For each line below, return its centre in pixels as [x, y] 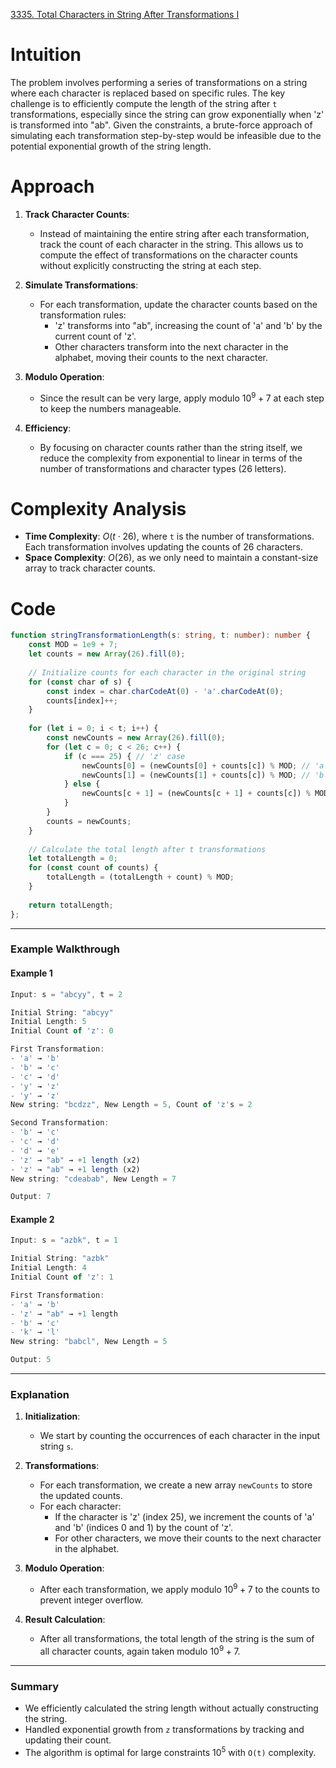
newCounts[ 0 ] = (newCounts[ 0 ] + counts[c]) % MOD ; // [196, 765]
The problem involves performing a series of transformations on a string [159, 82]
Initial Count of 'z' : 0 [62, 1031]
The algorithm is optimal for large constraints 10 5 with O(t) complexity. [170, 1751]
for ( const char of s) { [80, 682]
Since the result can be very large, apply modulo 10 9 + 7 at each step [182, 397]
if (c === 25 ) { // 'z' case [124, 756]
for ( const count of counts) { [93, 868]
